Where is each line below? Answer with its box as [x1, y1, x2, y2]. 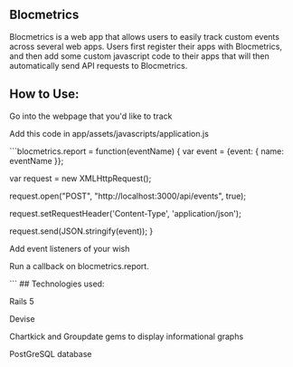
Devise [9, 313, 35, 324]
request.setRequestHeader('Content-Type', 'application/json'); [9, 208, 241, 218]
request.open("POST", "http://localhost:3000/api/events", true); [9, 190, 247, 201]
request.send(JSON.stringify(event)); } [9, 226, 154, 237]
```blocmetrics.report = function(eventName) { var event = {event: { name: [9, 145, 285, 157]
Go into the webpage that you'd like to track [9, 111, 173, 121]
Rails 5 [9, 295, 34, 306]
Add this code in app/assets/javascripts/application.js [9, 128, 210, 139]
